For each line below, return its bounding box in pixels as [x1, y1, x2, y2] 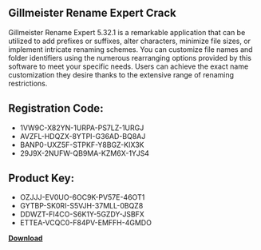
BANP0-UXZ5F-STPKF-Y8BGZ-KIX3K [19, 140, 145, 149]
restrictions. [8, 78, 48, 88]
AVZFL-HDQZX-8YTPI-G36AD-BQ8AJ [19, 131, 146, 141]
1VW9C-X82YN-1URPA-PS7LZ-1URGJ [19, 123, 144, 133]
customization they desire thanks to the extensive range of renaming [8, 69, 234, 79]
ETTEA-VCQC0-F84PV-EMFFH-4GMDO [19, 218, 152, 228]
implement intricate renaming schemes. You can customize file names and [8, 44, 253, 54]
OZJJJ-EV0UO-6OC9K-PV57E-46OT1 [19, 192, 145, 202]
